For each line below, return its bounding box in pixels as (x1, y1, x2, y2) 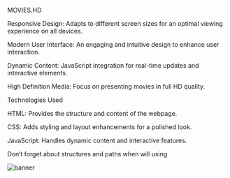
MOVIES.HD (7, 6, 42, 14)
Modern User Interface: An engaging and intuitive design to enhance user (7, 40, 220, 48)
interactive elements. (7, 69, 68, 77)
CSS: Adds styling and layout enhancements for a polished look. (7, 123, 192, 131)
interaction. (7, 48, 41, 56)
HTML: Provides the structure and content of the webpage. (7, 110, 178, 117)
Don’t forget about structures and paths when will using (7, 150, 168, 158)
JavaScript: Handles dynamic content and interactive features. (7, 136, 187, 144)
